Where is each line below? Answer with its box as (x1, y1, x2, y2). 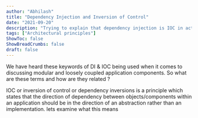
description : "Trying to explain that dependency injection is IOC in (6, 25, 183, 31)
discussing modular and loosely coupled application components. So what (6, 69, 187, 76)
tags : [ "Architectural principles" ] (6, 31, 96, 36)
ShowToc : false (6, 36, 44, 42)
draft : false (6, 47, 38, 53)
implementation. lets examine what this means (6, 105, 119, 112)
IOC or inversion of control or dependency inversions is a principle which (6, 86, 183, 94)
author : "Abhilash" (6, 8, 54, 15)
